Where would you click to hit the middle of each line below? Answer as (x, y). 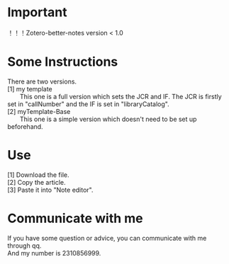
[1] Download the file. (38, 175)
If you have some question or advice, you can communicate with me (107, 238)
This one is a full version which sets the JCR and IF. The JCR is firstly (121, 96)
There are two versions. (42, 81)
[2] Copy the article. (37, 182)
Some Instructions (63, 62)
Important (37, 12)
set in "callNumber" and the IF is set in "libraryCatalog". (89, 104)
